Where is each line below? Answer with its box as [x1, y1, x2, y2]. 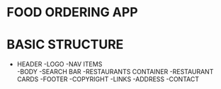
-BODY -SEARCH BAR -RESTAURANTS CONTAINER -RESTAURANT [16, 68, 214, 76]
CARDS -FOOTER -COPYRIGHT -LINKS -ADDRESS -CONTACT [16, 75, 200, 83]
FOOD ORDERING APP [6, 4, 139, 20]
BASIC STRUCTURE [6, 37, 124, 53]
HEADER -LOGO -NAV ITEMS [16, 60, 103, 69]
